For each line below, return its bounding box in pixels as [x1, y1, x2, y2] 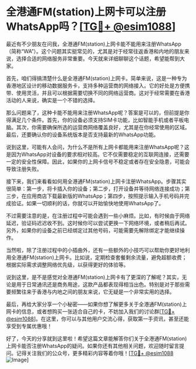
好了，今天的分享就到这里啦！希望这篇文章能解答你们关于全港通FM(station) [6, 334, 187, 342]
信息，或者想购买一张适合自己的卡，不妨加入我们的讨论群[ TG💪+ [21, 308, 175, 315]
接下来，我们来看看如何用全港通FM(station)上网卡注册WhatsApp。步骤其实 [6, 178, 187, 185]
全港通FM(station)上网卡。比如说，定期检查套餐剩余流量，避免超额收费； [10, 254, 187, 261]
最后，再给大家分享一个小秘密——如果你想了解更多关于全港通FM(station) [6, 301, 182, 308]
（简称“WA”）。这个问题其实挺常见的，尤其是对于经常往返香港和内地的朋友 [6, 47, 185, 54]
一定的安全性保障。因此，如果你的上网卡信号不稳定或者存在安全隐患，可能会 [6, 158, 190, 165]
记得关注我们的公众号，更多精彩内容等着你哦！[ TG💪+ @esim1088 [16, 349, 174, 357]
